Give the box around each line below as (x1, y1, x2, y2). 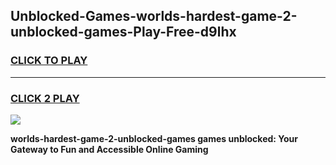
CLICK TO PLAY (10, 54, 88, 68)
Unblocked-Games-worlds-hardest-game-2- (10, 8, 298, 25)
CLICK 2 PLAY (10, 91, 80, 105)
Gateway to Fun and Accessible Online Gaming (10, 143, 209, 155)
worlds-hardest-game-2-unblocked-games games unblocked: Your (10, 132, 299, 144)
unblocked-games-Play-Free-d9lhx (10, 24, 237, 41)
